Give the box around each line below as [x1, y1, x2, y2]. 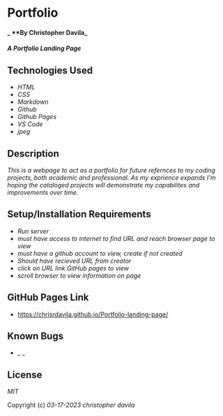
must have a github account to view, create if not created [17, 249, 183, 257]
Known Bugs [7, 330, 64, 342]
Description [7, 148, 59, 160]
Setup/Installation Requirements [7, 208, 151, 220]
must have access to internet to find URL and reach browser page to [17, 234, 215, 242]
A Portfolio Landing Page [7, 44, 82, 53]
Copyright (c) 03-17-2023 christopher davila [7, 401, 135, 409]
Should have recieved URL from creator [17, 256, 132, 265]
